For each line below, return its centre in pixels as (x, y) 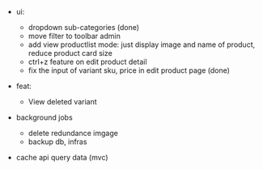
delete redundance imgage (73, 133)
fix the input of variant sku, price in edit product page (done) (129, 70)
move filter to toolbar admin (74, 36)
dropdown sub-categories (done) (84, 27)
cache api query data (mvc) (62, 157)
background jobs (44, 117)
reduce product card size (70, 53)
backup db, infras (57, 142)
